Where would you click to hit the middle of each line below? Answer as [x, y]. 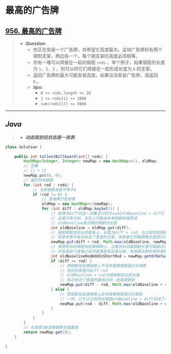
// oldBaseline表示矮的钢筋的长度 [84, 223]
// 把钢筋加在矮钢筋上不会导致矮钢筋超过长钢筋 [103, 266]
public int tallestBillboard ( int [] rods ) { [61, 156]
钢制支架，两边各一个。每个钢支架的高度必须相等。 [87, 56]
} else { [60, 290]
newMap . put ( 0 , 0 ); [43, 176]
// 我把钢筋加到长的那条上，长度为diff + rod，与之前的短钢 [107, 232]
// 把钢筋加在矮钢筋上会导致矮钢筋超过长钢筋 [101, 294]
